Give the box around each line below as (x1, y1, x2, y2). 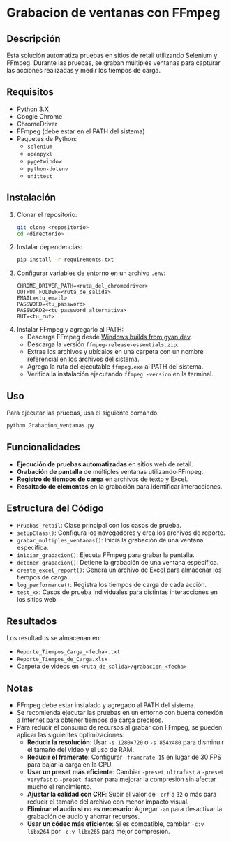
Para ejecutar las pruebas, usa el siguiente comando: (6, 408, 160, 417)
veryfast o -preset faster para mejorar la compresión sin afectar (27, 775, 217, 783)
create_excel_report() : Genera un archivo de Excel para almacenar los (16, 566, 222, 574)
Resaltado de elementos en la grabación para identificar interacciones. (16, 482, 223, 490)
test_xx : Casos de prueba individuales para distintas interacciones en (16, 588, 218, 596)
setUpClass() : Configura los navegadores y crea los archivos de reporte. (16, 529, 225, 537)
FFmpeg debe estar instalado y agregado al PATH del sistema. (16, 701, 196, 709)
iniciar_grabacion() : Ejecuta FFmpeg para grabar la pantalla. (16, 550, 195, 559)
